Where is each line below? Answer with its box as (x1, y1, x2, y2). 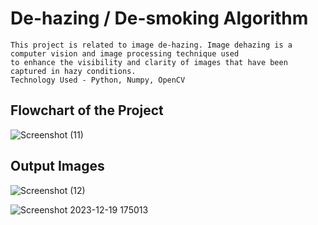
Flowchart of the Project (10, 102, 164, 119)
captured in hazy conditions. (10, 66, 137, 76)
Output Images (10, 158, 105, 175)
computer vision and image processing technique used (10, 48, 240, 59)
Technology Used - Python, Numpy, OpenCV (10, 75, 186, 85)
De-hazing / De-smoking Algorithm (10, 7, 309, 30)
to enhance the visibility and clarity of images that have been (10, 57, 288, 67)
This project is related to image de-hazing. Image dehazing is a (10, 40, 293, 50)
